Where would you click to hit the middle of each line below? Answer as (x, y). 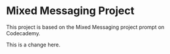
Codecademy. (23, 33)
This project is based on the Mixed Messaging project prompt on (85, 27)
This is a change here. (33, 45)
